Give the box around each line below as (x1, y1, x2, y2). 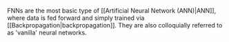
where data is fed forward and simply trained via (7, 14, 145, 22)
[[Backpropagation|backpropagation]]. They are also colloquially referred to (7, 21, 223, 29)
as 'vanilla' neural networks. (7, 28, 88, 36)
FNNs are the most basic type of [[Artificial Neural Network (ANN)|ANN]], (7, 7, 217, 14)
